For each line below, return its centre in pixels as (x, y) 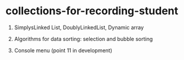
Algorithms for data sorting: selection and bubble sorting (83, 39)
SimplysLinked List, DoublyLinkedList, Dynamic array (79, 27)
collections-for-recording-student (92, 11)
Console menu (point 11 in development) (63, 50)
